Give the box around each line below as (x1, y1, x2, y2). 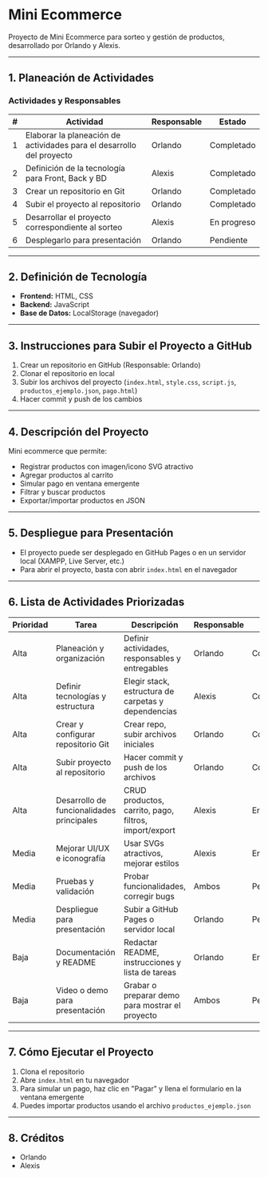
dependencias (123, 706, 178, 717)
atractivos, (123, 847, 164, 859)
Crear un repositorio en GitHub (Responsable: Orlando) (19, 360, 201, 370)
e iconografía (55, 852, 106, 863)
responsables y (123, 652, 182, 663)
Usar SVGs (123, 838, 165, 849)
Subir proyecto (55, 756, 112, 767)
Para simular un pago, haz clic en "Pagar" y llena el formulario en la (19, 1083, 242, 1093)
